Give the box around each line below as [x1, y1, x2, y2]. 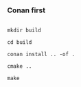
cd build [7, 39, 32, 46]
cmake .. [7, 63, 32, 70]
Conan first [7, 5, 46, 15]
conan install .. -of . [7, 51, 76, 58]
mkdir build [7, 27, 41, 34]
